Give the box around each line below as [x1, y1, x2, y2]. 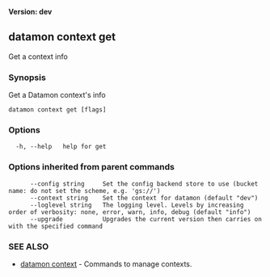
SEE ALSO [8, 241, 49, 252]
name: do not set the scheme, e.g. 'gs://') [8, 187, 161, 195]
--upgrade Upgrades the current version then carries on [29, 215, 263, 223]
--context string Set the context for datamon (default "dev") [29, 194, 259, 202]
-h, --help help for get [15, 143, 107, 151]
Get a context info [8, 52, 69, 61]
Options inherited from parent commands [8, 162, 175, 173]
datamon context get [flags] [8, 106, 107, 114]
